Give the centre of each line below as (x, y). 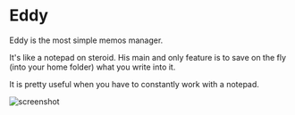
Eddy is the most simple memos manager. (86, 40)
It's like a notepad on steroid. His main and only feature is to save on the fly (148, 57)
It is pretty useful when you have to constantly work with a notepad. (134, 84)
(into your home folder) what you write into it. (93, 67)
